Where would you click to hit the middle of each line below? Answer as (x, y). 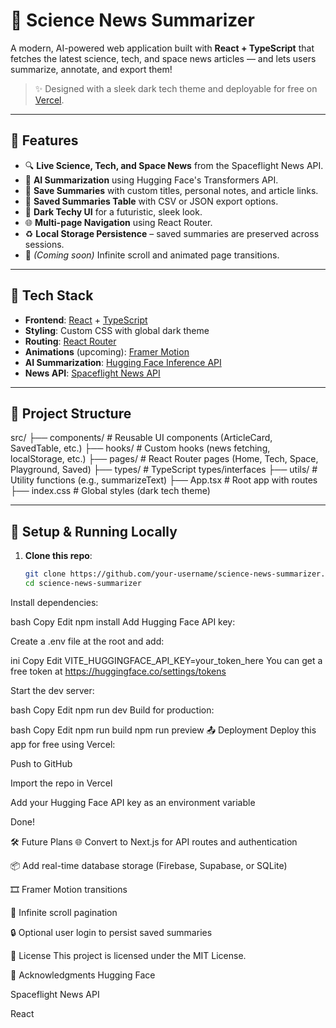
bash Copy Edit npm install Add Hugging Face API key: (123, 621)
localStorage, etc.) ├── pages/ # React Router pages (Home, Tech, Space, (164, 459)
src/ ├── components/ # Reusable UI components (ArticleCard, (141, 438)
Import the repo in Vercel (61, 783)
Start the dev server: (52, 690)
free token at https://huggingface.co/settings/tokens (118, 671)
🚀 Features (44, 140)
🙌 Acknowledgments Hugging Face (83, 975)
